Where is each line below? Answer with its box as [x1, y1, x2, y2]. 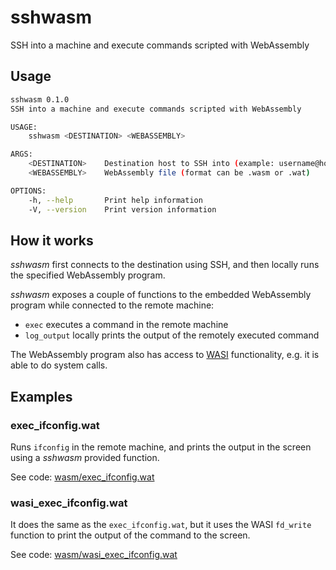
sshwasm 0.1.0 [10, 94, 70, 105]
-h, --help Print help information [28, 195, 203, 205]
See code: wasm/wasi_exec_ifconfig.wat [10, 549, 178, 561]
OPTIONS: [10, 186, 47, 196]
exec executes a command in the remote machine [24, 319, 229, 331]
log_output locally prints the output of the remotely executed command [24, 329, 320, 341]
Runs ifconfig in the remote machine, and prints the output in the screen [10, 441, 312, 453]
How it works [10, 232, 94, 249]
